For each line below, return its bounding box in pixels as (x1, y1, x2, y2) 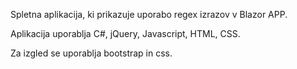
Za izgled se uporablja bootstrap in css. (10, 47, 173, 59)
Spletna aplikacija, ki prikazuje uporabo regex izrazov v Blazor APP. (10, 9, 288, 20)
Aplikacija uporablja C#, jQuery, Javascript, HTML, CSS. (10, 28, 241, 39)
